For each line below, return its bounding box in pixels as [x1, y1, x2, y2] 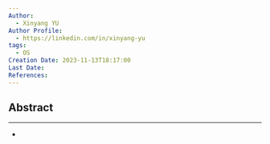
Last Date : [8, 64, 45, 72]
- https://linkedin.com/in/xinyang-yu [15, 34, 146, 42]
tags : [8, 42, 27, 50]
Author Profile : [8, 26, 63, 34]
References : [8, 71, 48, 79]
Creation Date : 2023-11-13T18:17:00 [8, 57, 131, 65]
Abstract [8, 101, 54, 114]
